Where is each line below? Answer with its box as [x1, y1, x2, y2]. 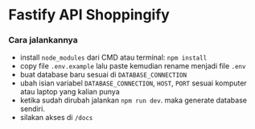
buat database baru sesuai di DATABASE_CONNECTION [19, 70, 187, 80]
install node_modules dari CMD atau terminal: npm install [19, 52, 208, 62]
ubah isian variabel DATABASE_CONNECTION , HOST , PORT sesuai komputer [19, 78, 247, 88]
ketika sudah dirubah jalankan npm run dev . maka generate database [19, 95, 248, 106]
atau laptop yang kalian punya [19, 87, 120, 97]
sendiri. [19, 104, 46, 114]
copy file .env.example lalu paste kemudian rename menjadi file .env [19, 61, 246, 71]
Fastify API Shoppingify [8, 6, 171, 24]
